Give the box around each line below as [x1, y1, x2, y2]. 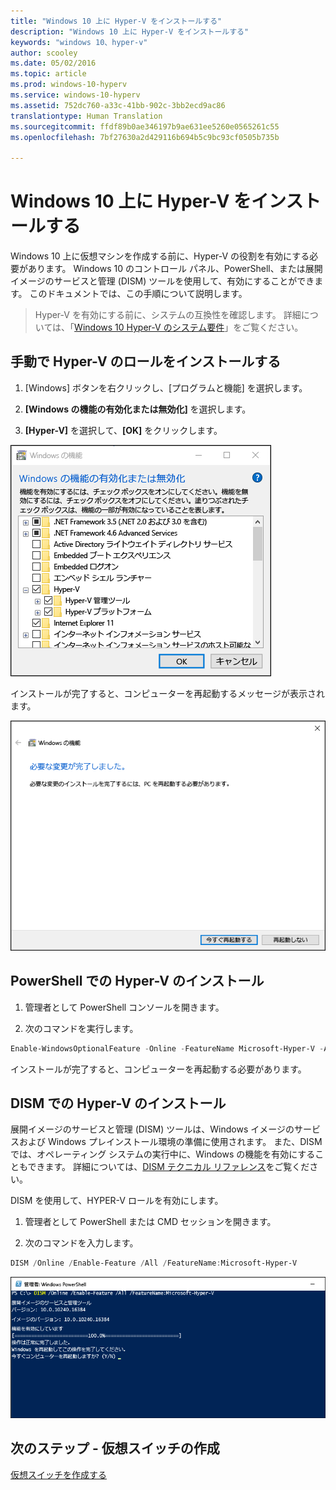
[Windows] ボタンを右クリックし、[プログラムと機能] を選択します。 [24, 381, 308, 394]
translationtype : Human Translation [10, 111, 163, 121]
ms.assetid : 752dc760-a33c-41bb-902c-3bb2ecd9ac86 [10, 100, 226, 110]
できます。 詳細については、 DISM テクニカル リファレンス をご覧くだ [27, 1161, 310, 1173]
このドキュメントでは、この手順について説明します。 [29, 288, 248, 300]
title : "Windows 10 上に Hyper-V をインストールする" [10, 16, 223, 26]
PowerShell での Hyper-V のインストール [10, 973, 265, 990]
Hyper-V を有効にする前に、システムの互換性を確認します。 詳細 [34, 309, 302, 321]
